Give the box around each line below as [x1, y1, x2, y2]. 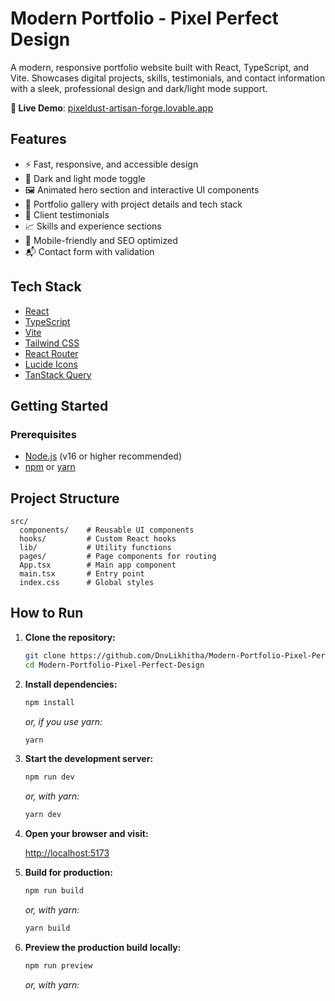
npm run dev [24, 772, 75, 782]
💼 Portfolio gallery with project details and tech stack [24, 198, 243, 210]
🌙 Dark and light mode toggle [24, 172, 146, 184]
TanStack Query [24, 368, 92, 381]
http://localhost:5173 [24, 847, 110, 859]
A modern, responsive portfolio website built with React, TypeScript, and [10, 61, 310, 73]
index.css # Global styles [19, 578, 155, 588]
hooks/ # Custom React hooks [19, 534, 177, 544]
